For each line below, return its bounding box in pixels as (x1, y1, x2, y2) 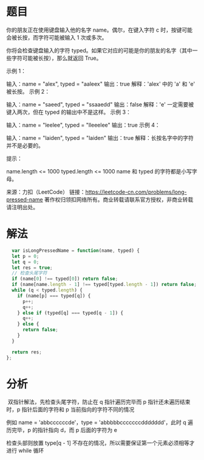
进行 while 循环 (6, 447, 44, 455)
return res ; (12, 349, 42, 355)
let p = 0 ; (12, 253, 39, 259)
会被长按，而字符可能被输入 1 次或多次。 (6, 33, 107, 41)
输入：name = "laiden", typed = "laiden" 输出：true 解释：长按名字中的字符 (6, 134, 194, 141)
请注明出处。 (6, 203, 38, 211)
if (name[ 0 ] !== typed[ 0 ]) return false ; (12, 276, 118, 282)
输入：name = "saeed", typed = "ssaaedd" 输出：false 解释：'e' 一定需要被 (6, 100, 194, 108)
